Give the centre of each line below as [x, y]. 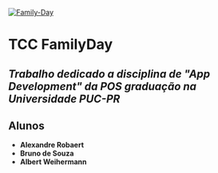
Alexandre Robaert [52, 145]
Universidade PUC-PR [64, 98]
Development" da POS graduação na [103, 86]
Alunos [27, 126]
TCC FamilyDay [61, 45]
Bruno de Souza [47, 153]
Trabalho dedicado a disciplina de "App [109, 74]
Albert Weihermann [53, 162]
